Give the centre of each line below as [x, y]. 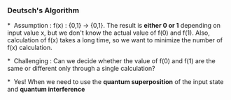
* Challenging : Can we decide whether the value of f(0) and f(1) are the [111, 61]
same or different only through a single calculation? [81, 69]
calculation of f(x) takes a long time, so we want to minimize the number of [115, 40]
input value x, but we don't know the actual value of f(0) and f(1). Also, [108, 33]
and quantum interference [46, 90]
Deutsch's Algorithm [43, 10]
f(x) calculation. [30, 48]
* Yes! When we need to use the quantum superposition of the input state [115, 82]
